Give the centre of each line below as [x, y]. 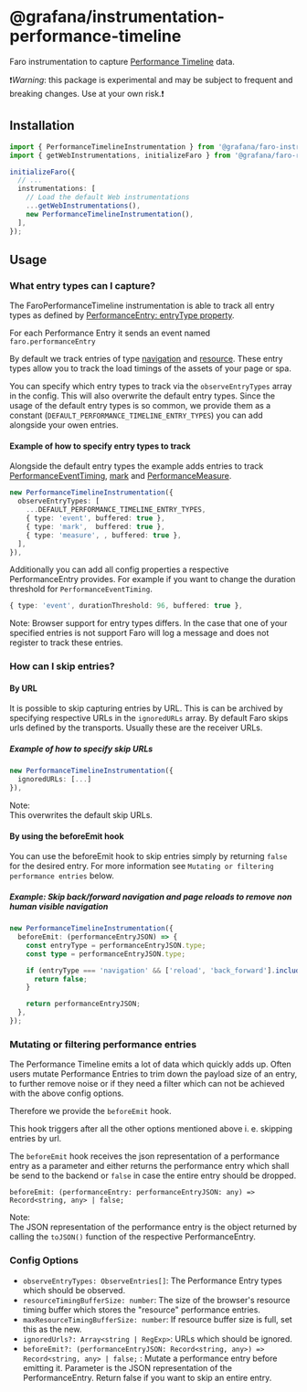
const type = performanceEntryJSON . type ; [106, 954]
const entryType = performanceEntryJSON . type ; [116, 945]
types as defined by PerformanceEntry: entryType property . [122, 315]
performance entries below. [62, 876]
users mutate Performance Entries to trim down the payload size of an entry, [153, 1074]
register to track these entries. [66, 643]
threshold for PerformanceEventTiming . [81, 589]
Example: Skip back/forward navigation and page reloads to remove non [151, 897]
